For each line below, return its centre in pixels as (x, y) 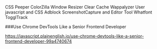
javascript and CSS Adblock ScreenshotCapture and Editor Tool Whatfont (79, 12)
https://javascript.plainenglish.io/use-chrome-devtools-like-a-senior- (75, 36)
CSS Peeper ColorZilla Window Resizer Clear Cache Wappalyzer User (75, 7)
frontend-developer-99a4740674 (39, 41)
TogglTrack (16, 17)
